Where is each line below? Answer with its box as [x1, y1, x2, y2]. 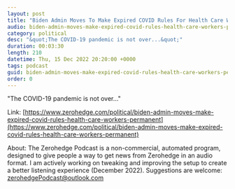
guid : [7, 69, 23, 76]
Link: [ [7, 108, 26, 116]
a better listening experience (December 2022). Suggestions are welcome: [7, 166, 222, 175]
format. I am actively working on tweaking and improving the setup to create [7, 159, 227, 167]
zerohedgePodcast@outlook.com [7, 174, 104, 182]
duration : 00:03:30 [7, 43, 64, 50]
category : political [7, 29, 68, 37]
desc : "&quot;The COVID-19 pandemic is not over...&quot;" [7, 36, 183, 43]
